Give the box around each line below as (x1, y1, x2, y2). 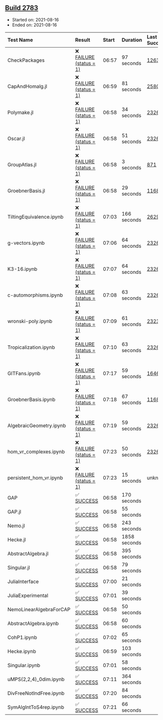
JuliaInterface (7, 578, 39, 585)
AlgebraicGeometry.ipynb (7, 422, 66, 429)
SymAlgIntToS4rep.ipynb (7, 703, 65, 710)
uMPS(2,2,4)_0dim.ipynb (7, 676, 65, 683)
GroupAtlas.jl (7, 161, 37, 168)
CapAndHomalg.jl (7, 83, 48, 89)
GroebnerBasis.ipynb (7, 396, 56, 402)
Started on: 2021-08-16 (12, 17, 59, 22)
